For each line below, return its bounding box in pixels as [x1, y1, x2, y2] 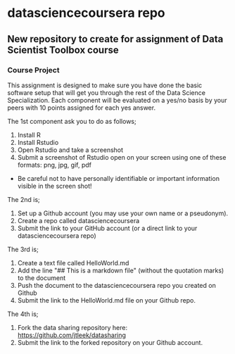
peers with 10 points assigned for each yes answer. [7, 103, 156, 112]
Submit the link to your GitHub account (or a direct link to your [17, 224, 198, 232]
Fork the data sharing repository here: [17, 323, 128, 331]
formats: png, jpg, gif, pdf [17, 160, 91, 169]
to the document [17, 273, 66, 282]
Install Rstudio [17, 138, 59, 146]
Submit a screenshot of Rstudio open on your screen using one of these [17, 153, 227, 161]
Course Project [7, 65, 60, 75]
